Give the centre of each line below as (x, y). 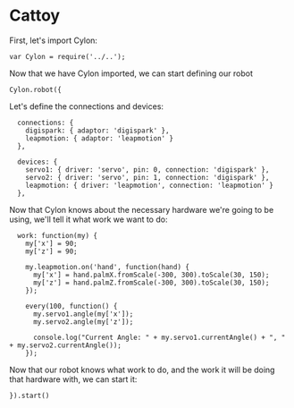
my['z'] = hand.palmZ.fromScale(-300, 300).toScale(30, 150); (151, 283)
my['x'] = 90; (51, 243)
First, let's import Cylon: (54, 40)
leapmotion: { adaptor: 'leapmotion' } (100, 138)
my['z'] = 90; (51, 251)
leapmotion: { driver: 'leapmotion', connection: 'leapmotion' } (150, 185)
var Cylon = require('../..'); (67, 56)
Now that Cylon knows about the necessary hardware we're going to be (142, 209)
